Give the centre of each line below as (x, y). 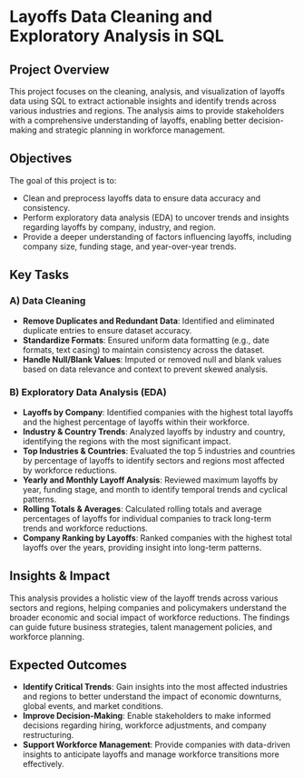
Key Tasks (39, 275)
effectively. (43, 764)
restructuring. (48, 735)
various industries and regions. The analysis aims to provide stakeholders (147, 110)
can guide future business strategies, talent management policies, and (141, 627)
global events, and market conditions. (93, 706)
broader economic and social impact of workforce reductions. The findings (150, 617)
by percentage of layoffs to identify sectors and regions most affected (153, 460)
